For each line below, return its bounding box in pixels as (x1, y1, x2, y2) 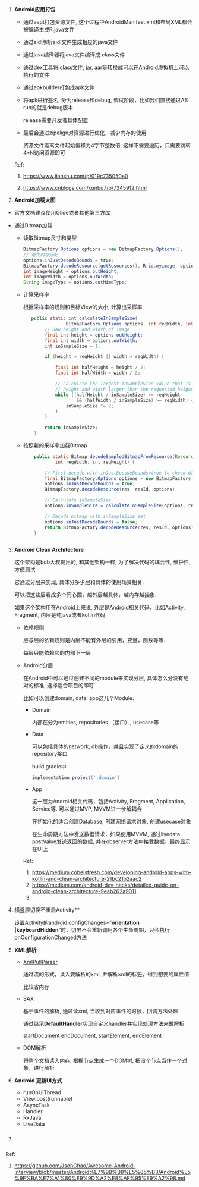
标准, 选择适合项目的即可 (33, 682, 94, 689)
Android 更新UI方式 (14, 1077, 62, 1084)
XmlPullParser (23, 959, 58, 966)
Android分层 (23, 662, 53, 669)
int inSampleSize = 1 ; (44, 343, 101, 349)
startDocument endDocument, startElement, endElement (23, 1032, 162, 1040)
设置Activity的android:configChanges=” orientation (14, 919, 140, 927)
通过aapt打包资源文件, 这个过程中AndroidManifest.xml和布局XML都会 (23, 18, 192, 26)
